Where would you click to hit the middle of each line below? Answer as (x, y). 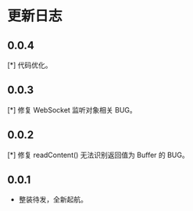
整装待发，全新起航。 (53, 199)
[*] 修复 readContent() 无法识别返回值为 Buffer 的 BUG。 (98, 155)
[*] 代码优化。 (30, 65)
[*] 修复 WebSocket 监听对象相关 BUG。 (72, 109)
